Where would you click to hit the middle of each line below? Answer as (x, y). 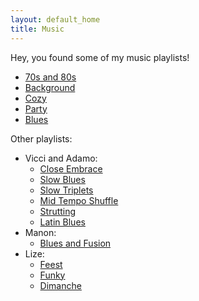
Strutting (58, 211)
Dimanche (60, 285)
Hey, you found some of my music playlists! (100, 57)
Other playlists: (41, 138)
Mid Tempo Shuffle (79, 200)
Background (50, 87)
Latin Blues (62, 222)
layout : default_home (55, 19)
